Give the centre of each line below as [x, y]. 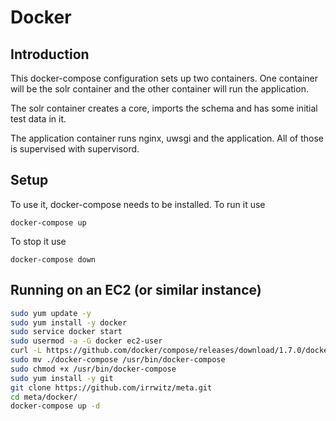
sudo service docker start [66, 332]
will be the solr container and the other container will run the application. [159, 89]
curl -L [26, 351]
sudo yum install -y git [62, 378]
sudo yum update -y [51, 313]
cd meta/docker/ [44, 397]
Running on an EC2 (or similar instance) [136, 290]
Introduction [50, 54]
